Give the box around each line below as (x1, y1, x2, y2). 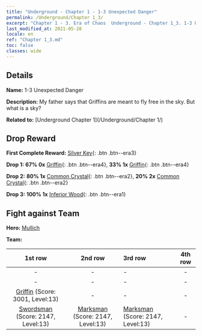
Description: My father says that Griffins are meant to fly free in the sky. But (6, 98, 195, 105)
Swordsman (19, 305, 53, 313)
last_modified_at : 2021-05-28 (6, 25, 82, 32)
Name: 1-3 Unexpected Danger (6, 86, 84, 93)
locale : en (6, 31, 34, 37)
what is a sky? (6, 104, 41, 111)
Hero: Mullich (6, 224, 40, 232)
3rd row (123, 254, 146, 263)
